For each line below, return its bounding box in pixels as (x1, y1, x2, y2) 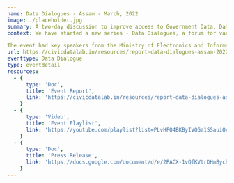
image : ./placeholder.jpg (7, 17, 82, 24)
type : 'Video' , (25, 113, 70, 120)
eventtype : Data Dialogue (7, 55, 82, 63)
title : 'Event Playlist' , (25, 120, 101, 127)
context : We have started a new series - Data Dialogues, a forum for (7, 29, 217, 37)
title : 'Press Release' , (25, 152, 98, 159)
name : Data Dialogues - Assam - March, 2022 (7, 10, 139, 17)
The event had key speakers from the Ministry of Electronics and (7, 42, 204, 49)
